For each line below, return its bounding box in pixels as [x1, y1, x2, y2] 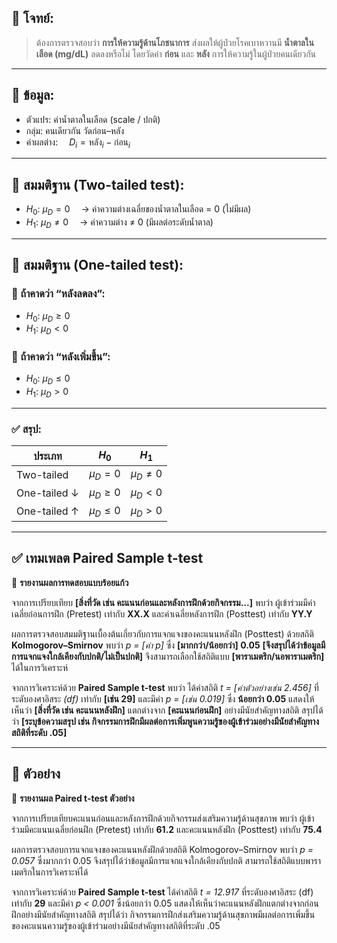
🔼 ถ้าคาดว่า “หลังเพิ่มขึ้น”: [11, 350, 111, 364]
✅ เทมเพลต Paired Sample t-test [11, 550, 204, 567]
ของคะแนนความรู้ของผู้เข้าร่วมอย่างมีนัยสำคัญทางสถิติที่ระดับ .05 [11, 919, 221, 931]
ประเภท [33, 449, 63, 463]
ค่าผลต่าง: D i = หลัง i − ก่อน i [25, 136, 131, 150]
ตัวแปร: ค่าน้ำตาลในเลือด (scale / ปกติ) [25, 113, 161, 125]
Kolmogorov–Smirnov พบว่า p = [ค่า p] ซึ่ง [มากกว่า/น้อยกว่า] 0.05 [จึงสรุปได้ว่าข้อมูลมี [11, 639, 326, 651]
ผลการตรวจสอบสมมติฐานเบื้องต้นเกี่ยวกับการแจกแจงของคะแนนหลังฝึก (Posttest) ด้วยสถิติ [11, 627, 314, 640]
